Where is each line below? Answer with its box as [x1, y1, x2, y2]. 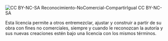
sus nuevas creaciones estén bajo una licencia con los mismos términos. [5, 30, 157, 36]
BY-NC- [145, 5, 162, 10]
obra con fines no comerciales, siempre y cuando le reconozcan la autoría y [5, 25, 163, 31]
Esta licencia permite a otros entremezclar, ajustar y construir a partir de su [5, 20, 161, 25]
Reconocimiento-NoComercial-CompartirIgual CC [41, 5, 145, 10]
